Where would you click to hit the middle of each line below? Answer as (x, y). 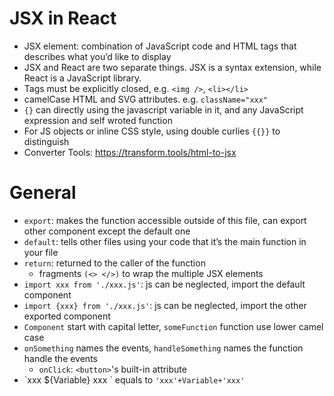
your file (41, 252)
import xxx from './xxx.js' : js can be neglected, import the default (164, 284)
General (43, 193)
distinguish (46, 141)
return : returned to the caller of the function (114, 263)
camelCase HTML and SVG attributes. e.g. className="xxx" (146, 99)
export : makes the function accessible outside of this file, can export (165, 220)
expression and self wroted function (98, 120)
